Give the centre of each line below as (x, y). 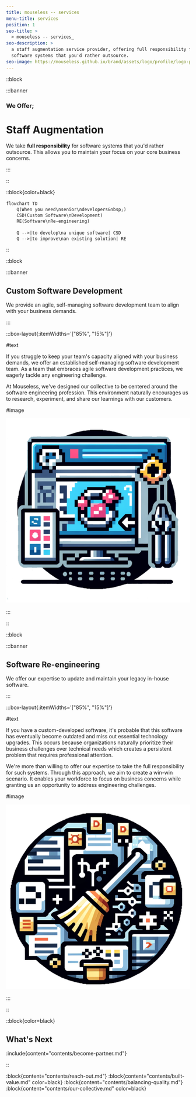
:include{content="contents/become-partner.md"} (66, 1053)
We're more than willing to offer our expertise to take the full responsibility (95, 766)
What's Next (29, 1039)
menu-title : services (32, 18)
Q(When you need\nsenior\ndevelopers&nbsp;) (71, 210)
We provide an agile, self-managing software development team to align (93, 305)
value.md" (18, 1082)
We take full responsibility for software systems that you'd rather (85, 146)
